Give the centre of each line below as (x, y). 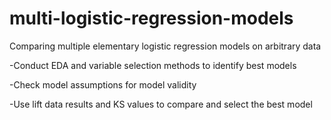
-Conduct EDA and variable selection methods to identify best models (153, 65)
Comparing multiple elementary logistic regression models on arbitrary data (165, 46)
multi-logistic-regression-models (151, 18)
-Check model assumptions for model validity (103, 84)
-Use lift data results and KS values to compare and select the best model (161, 104)
